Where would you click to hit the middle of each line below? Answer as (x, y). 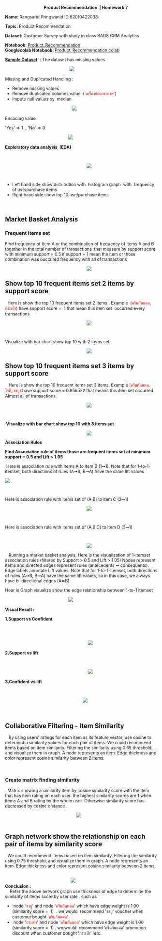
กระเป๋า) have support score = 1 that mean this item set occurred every (75, 308)
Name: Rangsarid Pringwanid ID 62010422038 (52, 17)
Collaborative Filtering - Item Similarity (65, 726)
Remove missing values (36, 88)
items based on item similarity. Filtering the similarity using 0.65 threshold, (79, 748)
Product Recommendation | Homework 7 (86, 8)
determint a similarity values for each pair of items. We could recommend (78, 743)
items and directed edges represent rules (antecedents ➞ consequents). (77, 565)
